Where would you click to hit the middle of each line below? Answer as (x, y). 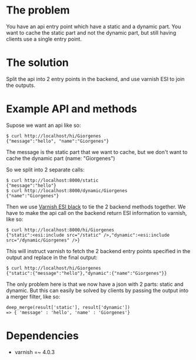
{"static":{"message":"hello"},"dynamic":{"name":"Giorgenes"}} (87, 273)
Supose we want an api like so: (44, 125)
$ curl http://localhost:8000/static (52, 180)
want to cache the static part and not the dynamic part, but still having (91, 32)
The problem (38, 10)
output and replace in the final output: (52, 257)
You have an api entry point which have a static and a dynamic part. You (94, 26)
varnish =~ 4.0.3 (34, 352)
